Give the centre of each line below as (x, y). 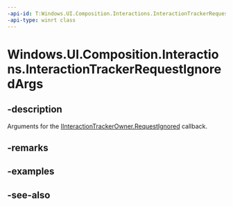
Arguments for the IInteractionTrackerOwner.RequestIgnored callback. (107, 126)
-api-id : (20, 14)
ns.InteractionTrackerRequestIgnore (114, 69)
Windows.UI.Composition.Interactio (113, 54)
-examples (31, 172)
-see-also (29, 195)
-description (35, 109)
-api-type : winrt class (42, 20)
